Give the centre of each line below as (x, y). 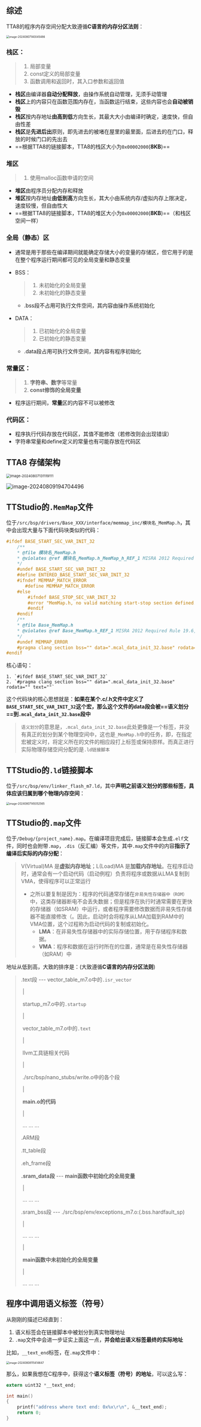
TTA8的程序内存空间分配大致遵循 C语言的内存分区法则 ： (75, 26)
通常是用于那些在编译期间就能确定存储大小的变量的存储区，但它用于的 (101, 252)
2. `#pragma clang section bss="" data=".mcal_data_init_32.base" (91, 682)
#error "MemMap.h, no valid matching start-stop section (100, 603)
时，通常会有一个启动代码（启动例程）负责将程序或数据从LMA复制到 (105, 874)
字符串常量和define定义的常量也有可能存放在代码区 (78, 442)
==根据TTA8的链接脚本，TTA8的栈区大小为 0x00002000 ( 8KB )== (92, 147)
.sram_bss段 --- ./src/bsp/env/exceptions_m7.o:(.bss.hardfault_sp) (103, 1212)
